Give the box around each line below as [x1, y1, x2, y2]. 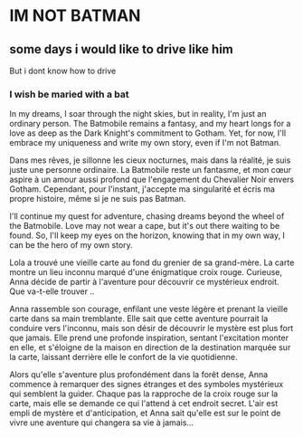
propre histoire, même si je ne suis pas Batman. [9, 194, 186, 204]
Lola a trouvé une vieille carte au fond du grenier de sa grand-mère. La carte [9, 257, 295, 268]
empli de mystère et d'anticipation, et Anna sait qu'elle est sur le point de [9, 408, 281, 419]
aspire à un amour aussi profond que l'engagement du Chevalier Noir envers [9, 174, 295, 185]
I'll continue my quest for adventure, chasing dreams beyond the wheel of [9, 211, 285, 222]
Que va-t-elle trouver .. [9, 286, 95, 297]
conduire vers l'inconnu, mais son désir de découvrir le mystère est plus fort [9, 323, 294, 334]
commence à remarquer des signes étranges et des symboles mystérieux [9, 379, 284, 390]
